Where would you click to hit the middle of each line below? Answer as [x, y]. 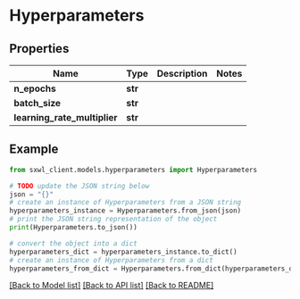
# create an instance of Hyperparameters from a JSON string [125, 203]
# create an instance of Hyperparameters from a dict [112, 260]
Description [182, 74]
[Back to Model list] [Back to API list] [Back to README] [112, 286]
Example [34, 149]
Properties [39, 49]
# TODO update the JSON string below [79, 186]
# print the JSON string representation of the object [113, 220]
